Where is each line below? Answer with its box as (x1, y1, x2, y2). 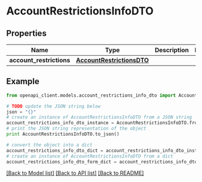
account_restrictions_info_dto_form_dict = (6, 159, 117, 165)
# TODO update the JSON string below (6, 103, 101, 109)
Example (6, 76, 40, 86)
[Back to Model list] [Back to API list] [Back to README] (6, 169, 144, 177)
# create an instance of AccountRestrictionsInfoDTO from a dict (6, 153, 173, 159)
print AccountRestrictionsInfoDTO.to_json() (6, 131, 120, 138)
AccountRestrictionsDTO (76, 56, 149, 64)
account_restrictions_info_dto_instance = (6, 120, 114, 126)
